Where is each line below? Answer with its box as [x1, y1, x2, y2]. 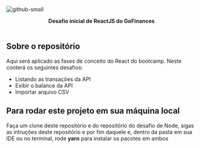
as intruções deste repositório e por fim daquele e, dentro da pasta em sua [6, 128, 193, 135]
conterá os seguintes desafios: [6, 63, 83, 71]
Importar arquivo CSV [15, 88, 69, 95]
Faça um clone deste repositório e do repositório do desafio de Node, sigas [6, 121, 195, 129]
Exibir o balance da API [15, 82, 73, 89]
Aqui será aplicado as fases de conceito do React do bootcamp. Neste [6, 57, 182, 65]
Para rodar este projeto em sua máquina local [6, 106, 180, 116]
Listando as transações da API [15, 76, 91, 83]
